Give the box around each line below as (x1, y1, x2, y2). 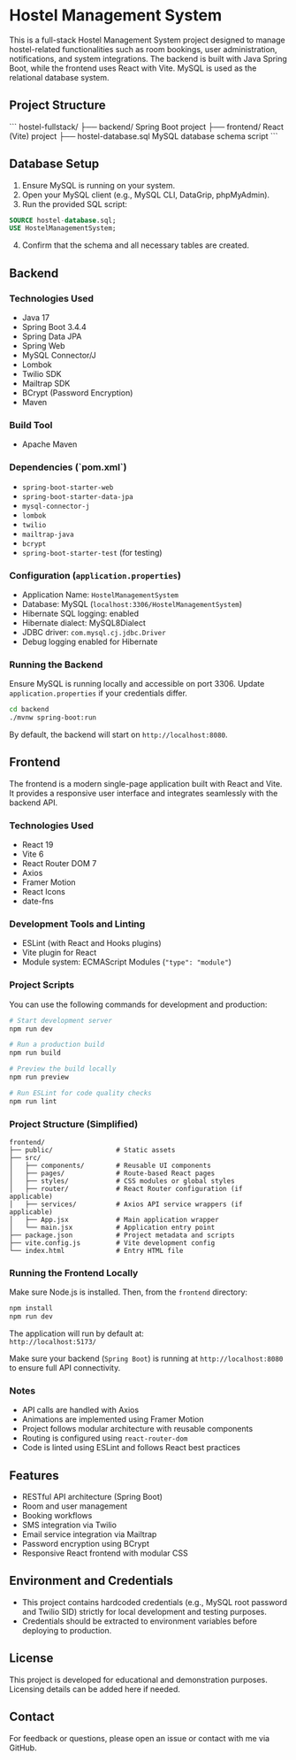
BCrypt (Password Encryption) (21, 388, 133, 398)
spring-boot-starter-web (21, 483, 114, 492)
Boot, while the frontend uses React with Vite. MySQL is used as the (9, 63, 257, 73)
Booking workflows (21, 1510, 93, 1521)
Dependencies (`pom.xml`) (9, 461, 127, 473)
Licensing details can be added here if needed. (9, 1683, 181, 1695)
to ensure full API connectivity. (9, 1362, 121, 1372)
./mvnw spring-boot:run (9, 713, 97, 722)
